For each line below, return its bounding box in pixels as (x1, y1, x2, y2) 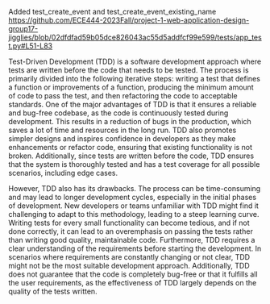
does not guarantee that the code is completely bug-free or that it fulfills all (8, 269, 258, 279)
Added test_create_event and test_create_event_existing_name (8, 7, 217, 16)
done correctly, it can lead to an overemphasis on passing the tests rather (8, 227, 254, 236)
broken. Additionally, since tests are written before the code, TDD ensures (8, 151, 255, 160)
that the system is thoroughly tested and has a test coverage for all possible (8, 160, 260, 169)
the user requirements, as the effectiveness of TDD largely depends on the (8, 278, 257, 287)
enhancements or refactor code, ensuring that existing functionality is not (8, 143, 252, 152)
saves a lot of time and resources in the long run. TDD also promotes (8, 125, 237, 135)
